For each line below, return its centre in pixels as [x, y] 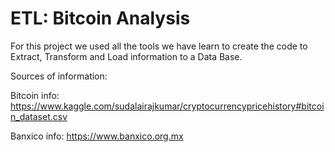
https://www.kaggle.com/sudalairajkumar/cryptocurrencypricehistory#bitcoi [167, 106]
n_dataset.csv [39, 116]
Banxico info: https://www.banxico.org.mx [97, 136]
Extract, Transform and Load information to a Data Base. [126, 56]
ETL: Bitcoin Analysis [100, 18]
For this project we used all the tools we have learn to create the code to [159, 46]
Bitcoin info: [35, 95]
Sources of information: [59, 76]
